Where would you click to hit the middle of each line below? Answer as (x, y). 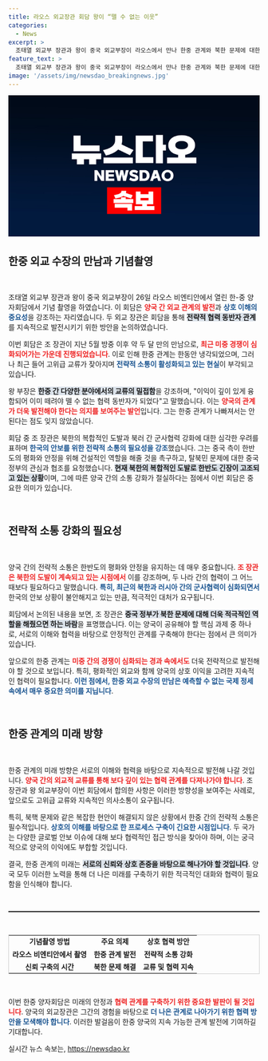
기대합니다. (26, 1032)
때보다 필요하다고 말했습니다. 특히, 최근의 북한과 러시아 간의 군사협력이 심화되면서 (134, 587)
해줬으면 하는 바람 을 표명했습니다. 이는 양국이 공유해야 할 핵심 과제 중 (130, 624)
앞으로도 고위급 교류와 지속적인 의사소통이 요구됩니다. (91, 800)
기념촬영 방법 (49, 941)
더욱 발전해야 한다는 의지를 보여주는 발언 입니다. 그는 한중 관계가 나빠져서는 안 (136, 411)
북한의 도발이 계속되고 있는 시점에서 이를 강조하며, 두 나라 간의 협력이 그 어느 (135, 577)
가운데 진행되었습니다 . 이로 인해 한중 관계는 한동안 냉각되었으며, (141, 354)
